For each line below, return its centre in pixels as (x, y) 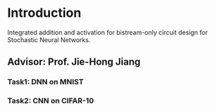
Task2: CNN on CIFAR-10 (51, 101)
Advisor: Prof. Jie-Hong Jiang (74, 62)
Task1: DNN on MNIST (45, 82)
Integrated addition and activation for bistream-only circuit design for (107, 32)
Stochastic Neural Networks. (49, 39)
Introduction (44, 13)
